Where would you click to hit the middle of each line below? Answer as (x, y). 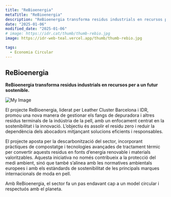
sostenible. (17, 90)
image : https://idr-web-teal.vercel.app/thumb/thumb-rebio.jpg (74, 39)
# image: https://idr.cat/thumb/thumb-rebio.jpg (58, 34)
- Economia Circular (32, 52)
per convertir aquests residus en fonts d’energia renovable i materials (78, 152)
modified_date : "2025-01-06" (36, 29)
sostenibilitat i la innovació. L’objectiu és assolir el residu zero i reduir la (80, 126)
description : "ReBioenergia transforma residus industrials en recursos (84, 19)
